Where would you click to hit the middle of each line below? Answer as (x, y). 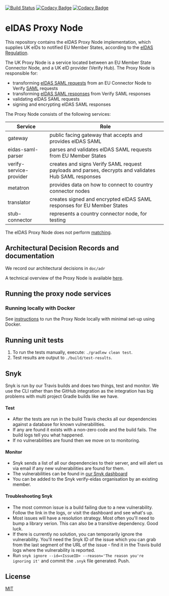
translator (19, 202)
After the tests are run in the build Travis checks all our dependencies (84, 419)
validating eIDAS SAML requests (46, 99)
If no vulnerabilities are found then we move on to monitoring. (76, 440)
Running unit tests (34, 340)
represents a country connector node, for (98, 213)
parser (16, 156)
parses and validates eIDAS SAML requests (101, 150)
